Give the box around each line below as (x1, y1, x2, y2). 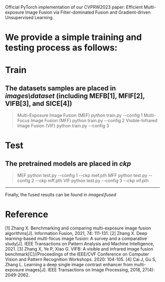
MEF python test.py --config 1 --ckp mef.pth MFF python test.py (17, 173, 147, 179)
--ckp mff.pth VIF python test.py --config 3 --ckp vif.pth (35, 178, 149, 183)
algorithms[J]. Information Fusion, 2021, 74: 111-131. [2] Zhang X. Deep (5, 231, 147, 236)
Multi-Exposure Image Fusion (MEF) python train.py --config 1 (17, 112, 143, 118)
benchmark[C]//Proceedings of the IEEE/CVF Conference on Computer (5, 251, 149, 257)
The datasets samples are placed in (5, 84, 116, 92)
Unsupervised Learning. (5, 15, 54, 20)
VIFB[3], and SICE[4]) (5, 99, 72, 107)
